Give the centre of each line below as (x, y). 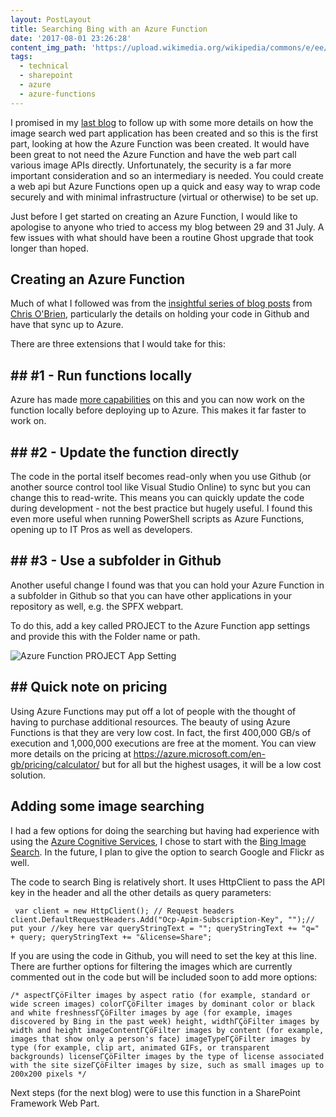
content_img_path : (48, 47)
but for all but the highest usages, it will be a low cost (211, 764)
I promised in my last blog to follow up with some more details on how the (162, 122)
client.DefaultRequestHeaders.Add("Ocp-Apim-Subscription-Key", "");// (162, 919)
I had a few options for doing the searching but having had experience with (165, 830)
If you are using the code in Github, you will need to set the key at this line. (164, 955)
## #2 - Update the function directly (125, 452)
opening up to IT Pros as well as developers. (101, 530)
